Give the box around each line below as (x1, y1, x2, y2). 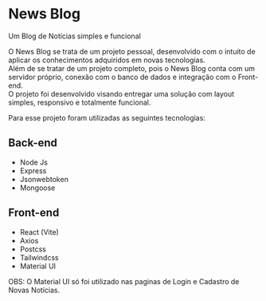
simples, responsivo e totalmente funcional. (8, 97, 151, 107)
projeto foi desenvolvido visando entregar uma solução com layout (15, 89, 235, 98)
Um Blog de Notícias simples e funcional (8, 31, 141, 41)
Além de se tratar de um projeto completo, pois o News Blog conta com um (8, 63, 256, 73)
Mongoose (19, 183, 56, 192)
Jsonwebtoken (19, 174, 69, 184)
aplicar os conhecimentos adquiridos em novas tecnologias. (8, 55, 205, 65)
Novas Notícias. (8, 285, 61, 295)
